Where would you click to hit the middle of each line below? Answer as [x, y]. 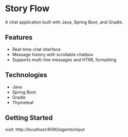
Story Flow [27, 9]
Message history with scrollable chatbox [53, 54]
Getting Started [29, 118]
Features [19, 37]
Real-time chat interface [36, 49]
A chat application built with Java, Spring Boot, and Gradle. [64, 22]
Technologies [26, 75]
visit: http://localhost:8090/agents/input [45, 130]
